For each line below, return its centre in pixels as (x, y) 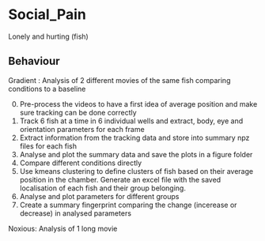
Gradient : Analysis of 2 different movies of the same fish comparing (119, 80)
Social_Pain (47, 15)
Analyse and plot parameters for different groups (99, 196)
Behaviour (34, 61)
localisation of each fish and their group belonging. (102, 188)
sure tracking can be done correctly (78, 112)
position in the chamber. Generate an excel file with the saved (120, 179)
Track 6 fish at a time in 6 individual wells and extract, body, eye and (131, 121)
